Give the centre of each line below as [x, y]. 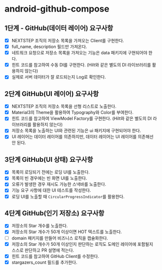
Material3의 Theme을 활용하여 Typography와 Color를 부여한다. [73, 112]
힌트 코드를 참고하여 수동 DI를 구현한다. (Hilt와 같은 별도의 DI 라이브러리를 [81, 65]
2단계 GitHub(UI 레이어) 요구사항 [52, 94]
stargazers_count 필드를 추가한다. [44, 262]
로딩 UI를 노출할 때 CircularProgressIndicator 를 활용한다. [68, 196]
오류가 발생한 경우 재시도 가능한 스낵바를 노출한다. [59, 184]
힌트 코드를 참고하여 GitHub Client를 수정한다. [55, 256]
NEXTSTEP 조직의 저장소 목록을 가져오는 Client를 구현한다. [68, 40]
